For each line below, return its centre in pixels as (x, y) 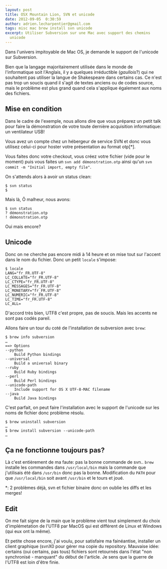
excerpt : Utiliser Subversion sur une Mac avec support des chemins (78, 33)
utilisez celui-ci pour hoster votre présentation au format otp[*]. (70, 146)
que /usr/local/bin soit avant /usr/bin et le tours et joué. (65, 478)
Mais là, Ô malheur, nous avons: (38, 199)
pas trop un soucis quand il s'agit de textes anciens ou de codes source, (80, 82)
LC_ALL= (13, 303)
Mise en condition (34, 109)
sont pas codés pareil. (28, 318)
